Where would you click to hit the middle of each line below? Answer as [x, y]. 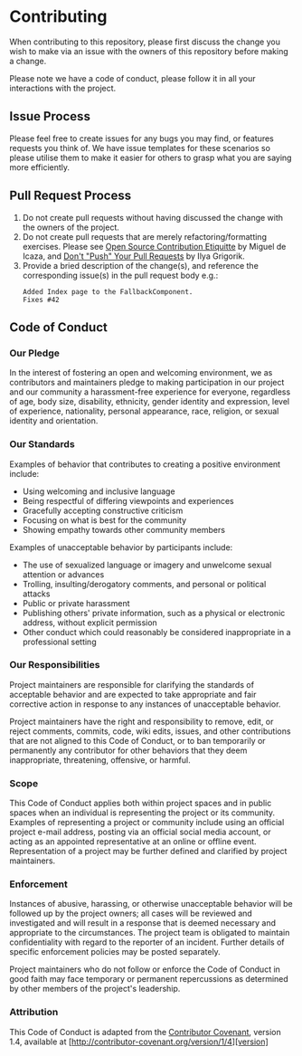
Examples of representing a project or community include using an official [147, 823]
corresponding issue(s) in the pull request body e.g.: [120, 275]
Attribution [34, 1013]
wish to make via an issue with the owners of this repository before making [149, 51]
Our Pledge [35, 353]
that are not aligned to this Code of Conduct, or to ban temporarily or [137, 740]
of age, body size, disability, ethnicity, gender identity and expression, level [150, 402]
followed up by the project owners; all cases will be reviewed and [131, 913]
